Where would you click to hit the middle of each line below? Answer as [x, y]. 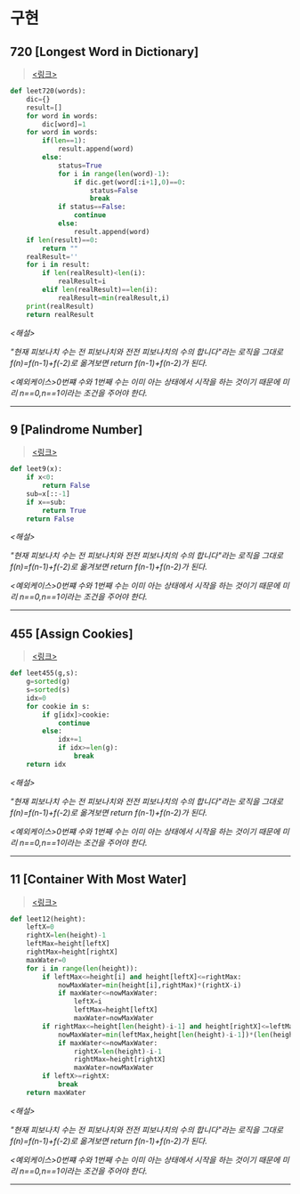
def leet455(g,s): [44, 673]
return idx [46, 764]
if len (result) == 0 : [62, 240]
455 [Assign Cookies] [72, 634]
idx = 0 [36, 698]
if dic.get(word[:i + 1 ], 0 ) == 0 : [130, 182]
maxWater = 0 [46, 960]
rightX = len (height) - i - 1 [118, 1052]
